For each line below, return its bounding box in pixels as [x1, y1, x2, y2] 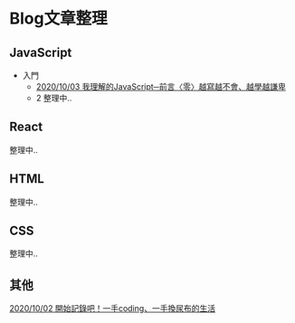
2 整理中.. [35, 92, 72, 103]
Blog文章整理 [9, 8, 108, 29]
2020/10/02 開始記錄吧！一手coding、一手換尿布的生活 [9, 303, 215, 314]
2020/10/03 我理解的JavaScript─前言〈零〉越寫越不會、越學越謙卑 [35, 81, 287, 91]
